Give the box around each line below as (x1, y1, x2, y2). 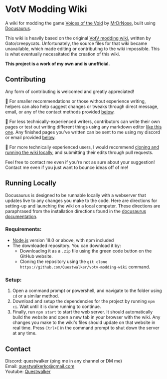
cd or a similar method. (12, 293, 59, 299)
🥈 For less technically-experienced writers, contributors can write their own (5, 118, 161, 124)
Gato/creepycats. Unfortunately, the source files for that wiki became (5, 40, 148, 46)
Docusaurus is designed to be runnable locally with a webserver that (5, 192, 146, 198)
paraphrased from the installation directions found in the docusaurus (5, 208, 146, 214)
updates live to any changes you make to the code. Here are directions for (5, 197, 158, 203)
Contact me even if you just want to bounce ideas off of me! (5, 164, 129, 170)
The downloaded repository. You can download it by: (12, 242, 121, 248)
